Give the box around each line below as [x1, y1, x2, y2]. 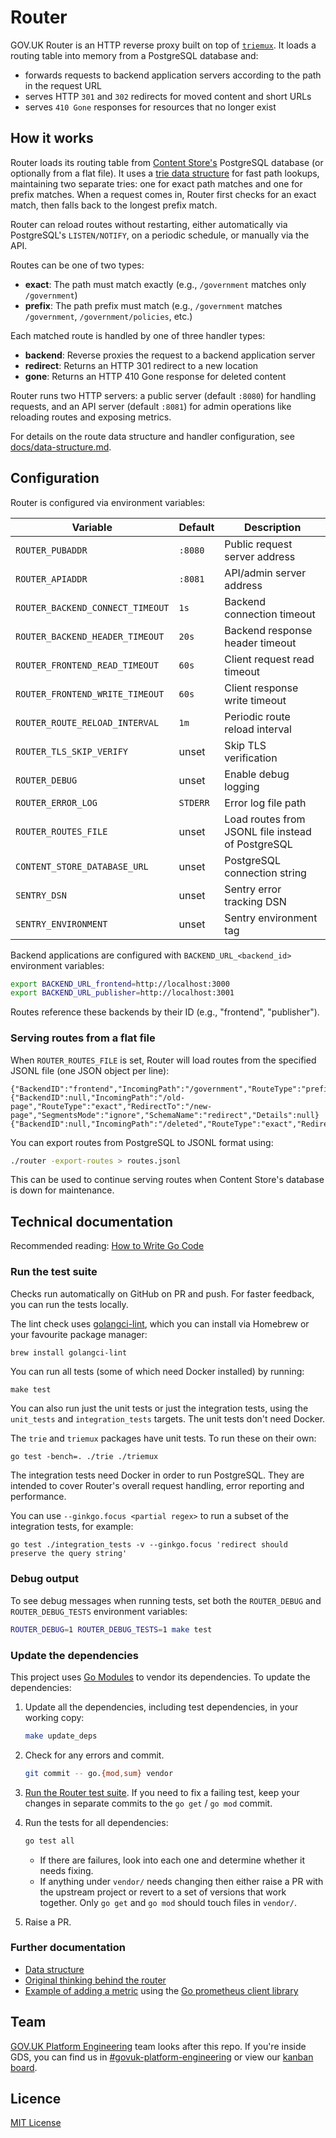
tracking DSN [224, 894, 287, 908]
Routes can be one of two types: [10, 259, 145, 271]
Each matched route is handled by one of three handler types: [10, 329, 266, 341]
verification [224, 751, 278, 765]
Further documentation [10, 1941, 126, 1955]
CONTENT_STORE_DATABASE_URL [15, 861, 149, 872]
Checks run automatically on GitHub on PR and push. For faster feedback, [10, 1287, 315, 1300]
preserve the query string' [10, 1549, 128, 1559]
